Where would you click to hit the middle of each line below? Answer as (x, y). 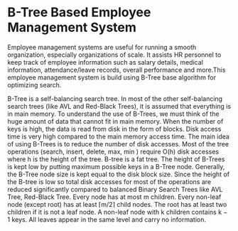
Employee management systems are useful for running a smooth (102, 47)
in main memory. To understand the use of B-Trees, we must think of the (113, 114)
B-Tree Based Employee (79, 12)
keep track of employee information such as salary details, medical (106, 62)
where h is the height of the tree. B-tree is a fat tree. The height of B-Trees (116, 159)
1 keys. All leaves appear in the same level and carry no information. (107, 219)
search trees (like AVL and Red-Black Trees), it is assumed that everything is (119, 106)
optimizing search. (34, 85)
